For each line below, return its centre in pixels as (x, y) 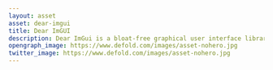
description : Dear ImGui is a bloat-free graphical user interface (125, 38)
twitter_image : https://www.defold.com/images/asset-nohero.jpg (119, 53)
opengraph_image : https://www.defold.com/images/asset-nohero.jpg (123, 46)
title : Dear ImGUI (39, 31)
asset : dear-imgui (39, 23)
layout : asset (32, 16)
